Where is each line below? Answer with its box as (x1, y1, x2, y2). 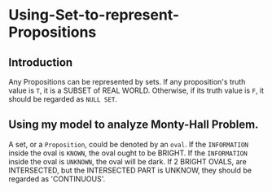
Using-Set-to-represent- (8, 6, 180, 24)
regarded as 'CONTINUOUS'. (8, 173, 106, 184)
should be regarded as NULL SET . (8, 94, 118, 103)
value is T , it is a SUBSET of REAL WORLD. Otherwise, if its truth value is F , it (8, 85, 265, 95)
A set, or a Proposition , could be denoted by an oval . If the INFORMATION (8, 139, 248, 149)
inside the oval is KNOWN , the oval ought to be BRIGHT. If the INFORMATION (8, 148, 248, 158)
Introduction (8, 55, 73, 69)
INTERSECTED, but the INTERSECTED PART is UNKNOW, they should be (8, 165, 252, 175)
